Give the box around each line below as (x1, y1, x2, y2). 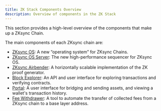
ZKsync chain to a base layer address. (12, 100, 89, 106)
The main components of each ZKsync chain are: (5, 39, 103, 45)
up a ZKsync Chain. (5, 30, 45, 36)
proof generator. (12, 69, 45, 75)
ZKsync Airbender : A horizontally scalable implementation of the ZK (12, 64, 148, 70)
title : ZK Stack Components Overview (5, 7, 81, 12)
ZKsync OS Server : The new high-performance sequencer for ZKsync (12, 54, 152, 60)
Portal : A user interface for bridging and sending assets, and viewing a (12, 85, 153, 91)
